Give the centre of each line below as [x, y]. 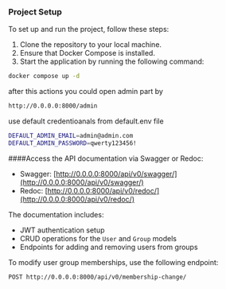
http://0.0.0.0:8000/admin [53, 106]
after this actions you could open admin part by [86, 92]
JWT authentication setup [62, 230]
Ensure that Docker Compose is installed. [87, 53]
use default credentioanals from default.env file [86, 121]
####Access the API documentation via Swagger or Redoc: [106, 158]
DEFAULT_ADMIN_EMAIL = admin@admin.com [71, 136]
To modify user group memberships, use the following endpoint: [113, 262]
